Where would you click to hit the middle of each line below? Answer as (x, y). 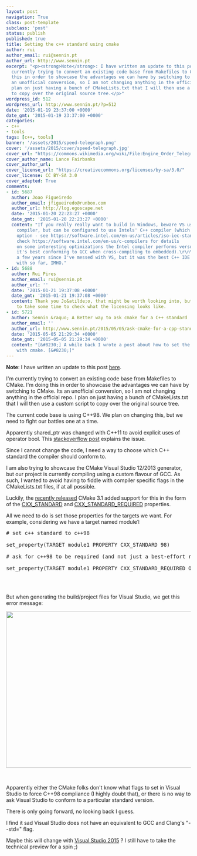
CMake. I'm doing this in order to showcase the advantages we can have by (98, 384)
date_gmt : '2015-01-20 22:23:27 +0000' (60, 219)
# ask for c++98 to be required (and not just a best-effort (96, 556)
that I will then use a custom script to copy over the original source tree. (93, 403)
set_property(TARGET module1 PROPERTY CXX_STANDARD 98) (88, 545)
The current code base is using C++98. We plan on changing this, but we (94, 414)
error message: (25, 603)
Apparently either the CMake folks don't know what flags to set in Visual (93, 787)
